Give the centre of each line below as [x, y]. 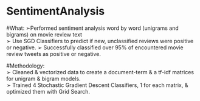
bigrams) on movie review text [44, 34]
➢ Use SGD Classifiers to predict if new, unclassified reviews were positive [100, 41]
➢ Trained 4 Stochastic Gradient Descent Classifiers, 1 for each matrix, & [97, 85]
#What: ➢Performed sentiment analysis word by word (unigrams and [93, 28]
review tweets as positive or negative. [54, 54]
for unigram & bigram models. [43, 78]
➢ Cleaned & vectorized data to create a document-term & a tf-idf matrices [100, 72]
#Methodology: [26, 66]
